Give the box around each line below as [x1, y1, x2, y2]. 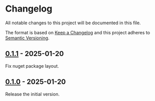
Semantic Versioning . [5, 35, 49, 41]
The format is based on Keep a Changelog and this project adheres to [5, 29, 150, 35]
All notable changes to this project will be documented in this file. [5, 20, 141, 26]
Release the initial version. [5, 91, 60, 97]
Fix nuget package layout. [5, 63, 59, 69]
